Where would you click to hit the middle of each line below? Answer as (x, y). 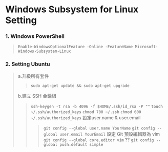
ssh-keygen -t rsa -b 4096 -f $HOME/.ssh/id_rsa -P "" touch (97, 106)
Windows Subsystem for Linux (72, 9)
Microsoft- (146, 47)
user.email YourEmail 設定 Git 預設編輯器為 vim (110, 134)
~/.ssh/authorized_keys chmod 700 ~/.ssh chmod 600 (86, 112)
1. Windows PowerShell (35, 36)
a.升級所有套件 (33, 76)
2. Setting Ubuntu (28, 64)
